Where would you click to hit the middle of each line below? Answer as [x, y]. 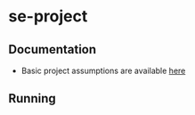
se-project [48, 16]
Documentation [53, 49]
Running [32, 99]
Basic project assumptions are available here [103, 70]
